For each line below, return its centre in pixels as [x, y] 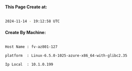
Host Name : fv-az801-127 [31, 47]
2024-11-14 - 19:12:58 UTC [32, 21]
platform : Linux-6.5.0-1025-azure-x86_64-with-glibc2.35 [66, 56]
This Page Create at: [26, 7]
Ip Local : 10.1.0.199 [29, 65]
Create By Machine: [26, 32]
